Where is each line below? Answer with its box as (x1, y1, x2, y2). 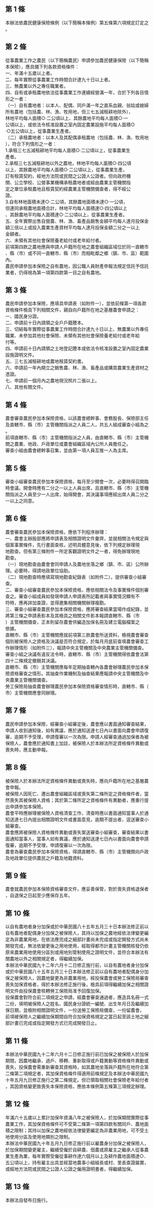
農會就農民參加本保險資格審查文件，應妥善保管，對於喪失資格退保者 (5, 886, 149, 892)
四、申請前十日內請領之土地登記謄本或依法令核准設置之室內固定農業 (5, 345, 149, 351)
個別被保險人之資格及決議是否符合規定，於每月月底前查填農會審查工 (5, 638, 149, 644)
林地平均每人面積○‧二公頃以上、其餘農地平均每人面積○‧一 (5, 115, 128, 121)
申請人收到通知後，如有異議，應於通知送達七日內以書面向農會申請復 (5, 727, 149, 733)
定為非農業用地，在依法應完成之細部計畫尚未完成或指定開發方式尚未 (5, 936, 149, 943)
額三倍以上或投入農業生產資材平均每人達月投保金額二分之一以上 (5, 224, 140, 230)
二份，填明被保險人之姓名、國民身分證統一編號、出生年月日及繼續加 (5, 1001, 149, 1007)
